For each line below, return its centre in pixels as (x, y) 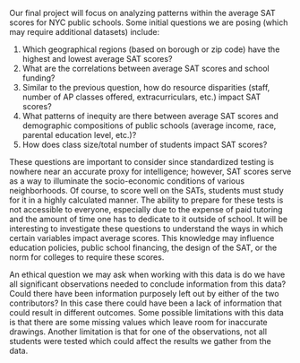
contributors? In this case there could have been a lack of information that (146, 303)
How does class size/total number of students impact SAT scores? (145, 144)
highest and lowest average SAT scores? (97, 59)
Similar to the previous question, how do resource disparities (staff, (146, 87)
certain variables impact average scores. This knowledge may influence (142, 238)
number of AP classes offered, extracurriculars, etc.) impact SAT (141, 97)
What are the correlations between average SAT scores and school (146, 68)
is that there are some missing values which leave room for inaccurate (139, 322)
